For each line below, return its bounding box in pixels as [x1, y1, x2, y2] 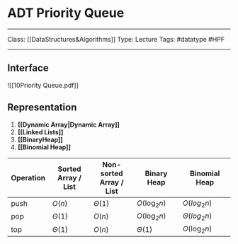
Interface [7, 62, 49, 74]
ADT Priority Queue [7, 5, 125, 21]
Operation [11, 173, 46, 182]
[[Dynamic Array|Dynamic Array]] [17, 120, 120, 129]
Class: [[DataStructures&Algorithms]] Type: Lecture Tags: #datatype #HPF [7, 35, 225, 43]
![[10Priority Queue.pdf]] [7, 81, 79, 89]
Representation [7, 101, 77, 114]
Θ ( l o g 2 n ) [182, 211, 212, 222]
